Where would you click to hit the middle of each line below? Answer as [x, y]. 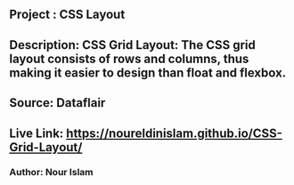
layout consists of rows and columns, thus [129, 58]
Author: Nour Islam [51, 173]
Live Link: [37, 133]
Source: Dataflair [57, 103]
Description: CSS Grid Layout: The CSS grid [133, 45]
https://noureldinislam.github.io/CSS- [175, 133]
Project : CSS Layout [67, 15]
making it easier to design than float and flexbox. [148, 72]
